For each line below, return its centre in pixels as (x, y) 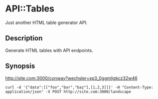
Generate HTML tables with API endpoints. (49, 50)
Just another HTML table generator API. (46, 22)
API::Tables (30, 9)
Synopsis (20, 66)
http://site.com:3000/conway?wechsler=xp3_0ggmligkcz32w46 (71, 78)
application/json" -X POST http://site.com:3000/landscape (68, 91)
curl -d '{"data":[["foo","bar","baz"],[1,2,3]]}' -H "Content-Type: (80, 87)
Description (24, 38)
